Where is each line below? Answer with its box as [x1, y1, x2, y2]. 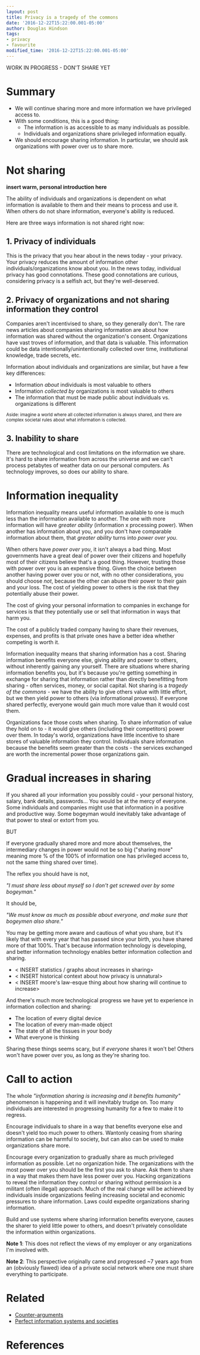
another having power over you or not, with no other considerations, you [6, 571, 184, 578]
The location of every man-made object [14, 1021, 112, 1028]
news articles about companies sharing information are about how [6, 327, 168, 334]
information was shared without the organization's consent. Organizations [6, 332, 187, 340]
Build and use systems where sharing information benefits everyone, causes [6, 1215, 194, 1222]
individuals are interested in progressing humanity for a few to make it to [6, 1105, 184, 1112]
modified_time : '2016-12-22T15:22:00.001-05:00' [6, 48, 129, 54]
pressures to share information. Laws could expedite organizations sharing [6, 1197, 189, 1205]
